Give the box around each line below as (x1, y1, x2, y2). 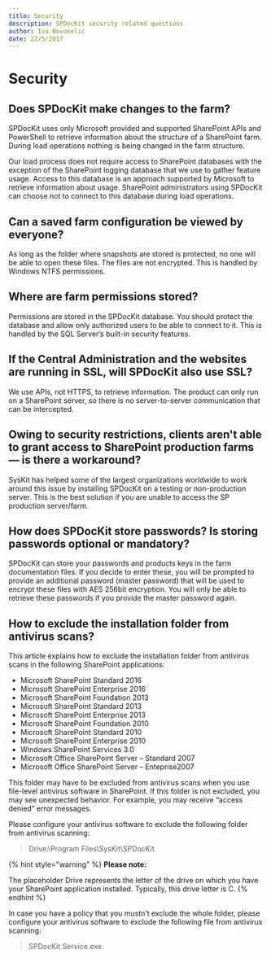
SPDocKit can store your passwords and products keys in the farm (8, 558, 232, 568)
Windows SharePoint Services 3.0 (20, 745, 134, 755)
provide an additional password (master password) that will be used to (8, 575, 245, 586)
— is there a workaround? (8, 453, 142, 467)
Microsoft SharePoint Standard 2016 (20, 676, 142, 685)
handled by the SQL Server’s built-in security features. (8, 329, 191, 339)
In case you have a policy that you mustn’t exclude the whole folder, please (8, 908, 260, 918)
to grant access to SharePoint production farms (8, 440, 255, 454)
